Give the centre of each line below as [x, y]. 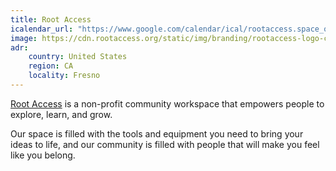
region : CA [51, 66]
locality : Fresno [64, 76]
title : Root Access [51, 19]
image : [24, 38]
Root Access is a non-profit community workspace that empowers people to [167, 103]
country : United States [78, 57]
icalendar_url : [42, 29]
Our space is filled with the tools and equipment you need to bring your [157, 133]
